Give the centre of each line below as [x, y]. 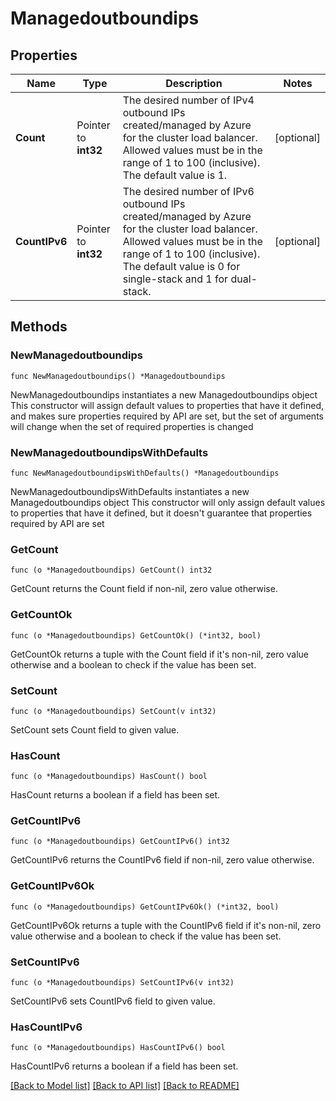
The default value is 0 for [181, 266]
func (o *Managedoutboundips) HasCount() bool [109, 777]
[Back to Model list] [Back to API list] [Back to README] [125, 1086]
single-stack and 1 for [175, 279]
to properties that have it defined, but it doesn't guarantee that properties [161, 513]
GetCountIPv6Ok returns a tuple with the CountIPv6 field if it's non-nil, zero [166, 925]
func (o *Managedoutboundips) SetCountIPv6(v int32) [122, 983]
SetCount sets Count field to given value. [95, 729]
